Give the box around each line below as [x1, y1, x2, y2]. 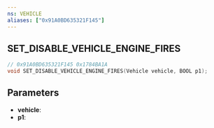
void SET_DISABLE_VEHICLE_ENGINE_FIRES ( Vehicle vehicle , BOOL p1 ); [7, 68, 208, 75]
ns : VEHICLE [7, 10, 42, 17]
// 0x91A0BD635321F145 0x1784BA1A [7, 61, 108, 69]
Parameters [7, 87, 59, 99]
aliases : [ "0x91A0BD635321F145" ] [7, 17, 105, 24]
